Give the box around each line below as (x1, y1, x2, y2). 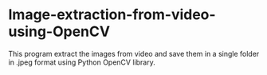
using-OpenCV (8, 22, 110, 41)
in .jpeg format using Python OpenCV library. (8, 57, 155, 67)
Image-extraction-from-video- (8, 6, 217, 24)
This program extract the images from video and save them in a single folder (8, 49, 260, 58)
